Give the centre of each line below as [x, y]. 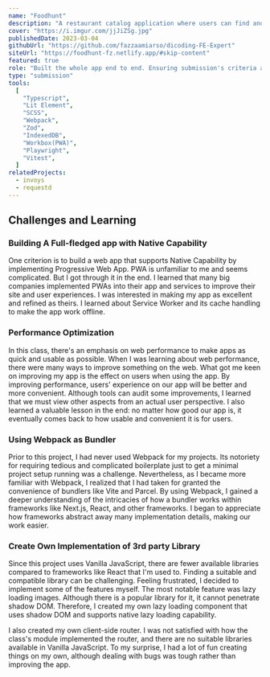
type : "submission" [41, 76]
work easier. [29, 525]
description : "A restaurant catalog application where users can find [129, 23]
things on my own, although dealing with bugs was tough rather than [122, 656]
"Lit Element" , [48, 105]
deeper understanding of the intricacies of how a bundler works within [125, 500]
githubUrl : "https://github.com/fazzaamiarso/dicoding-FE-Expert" [122, 46]
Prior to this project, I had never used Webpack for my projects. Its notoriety [134, 457]
